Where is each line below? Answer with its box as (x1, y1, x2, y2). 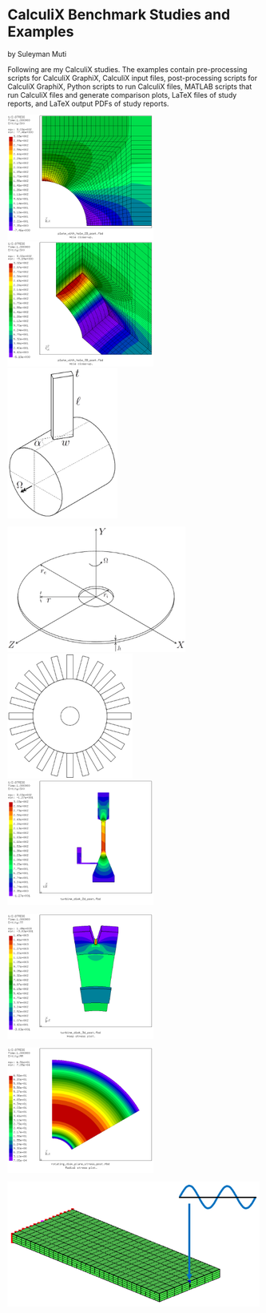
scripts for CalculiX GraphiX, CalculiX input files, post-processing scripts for (7, 73, 258, 83)
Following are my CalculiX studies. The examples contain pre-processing (7, 64, 248, 74)
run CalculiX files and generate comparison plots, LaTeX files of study (7, 90, 237, 99)
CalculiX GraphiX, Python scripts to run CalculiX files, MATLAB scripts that (7, 82, 252, 91)
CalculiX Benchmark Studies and (7, 6, 231, 24)
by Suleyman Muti (7, 49, 67, 58)
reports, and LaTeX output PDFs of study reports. (7, 99, 169, 108)
